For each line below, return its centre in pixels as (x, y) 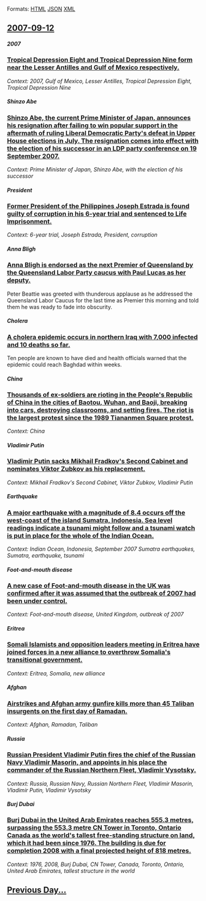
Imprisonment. (29, 222)
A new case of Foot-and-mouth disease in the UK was (89, 586)
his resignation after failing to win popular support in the (93, 125)
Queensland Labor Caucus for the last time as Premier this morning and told (103, 300)
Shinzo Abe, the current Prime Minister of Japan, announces (99, 117)
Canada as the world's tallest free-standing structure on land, (101, 835)
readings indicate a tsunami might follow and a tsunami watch (101, 528)
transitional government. (45, 660)
